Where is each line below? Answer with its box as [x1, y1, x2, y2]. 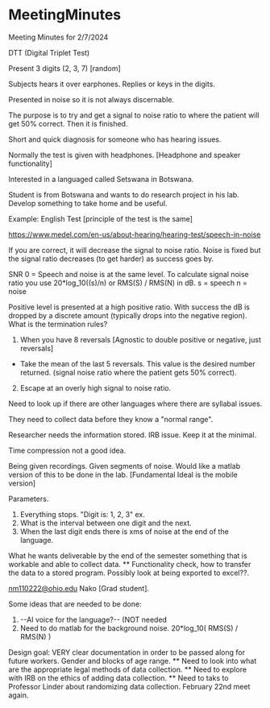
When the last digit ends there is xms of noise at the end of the [19, 526, 230, 536]
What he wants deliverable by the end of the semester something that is [8, 550, 247, 561]
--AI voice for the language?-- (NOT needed [19, 615, 168, 624]
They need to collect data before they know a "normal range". [8, 414, 214, 424]
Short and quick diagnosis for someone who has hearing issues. [8, 135, 222, 144]
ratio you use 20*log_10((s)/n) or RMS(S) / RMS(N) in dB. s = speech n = [8, 278, 248, 288]
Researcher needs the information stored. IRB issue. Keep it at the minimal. [8, 429, 256, 440]
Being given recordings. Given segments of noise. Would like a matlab [8, 461, 240, 470]
